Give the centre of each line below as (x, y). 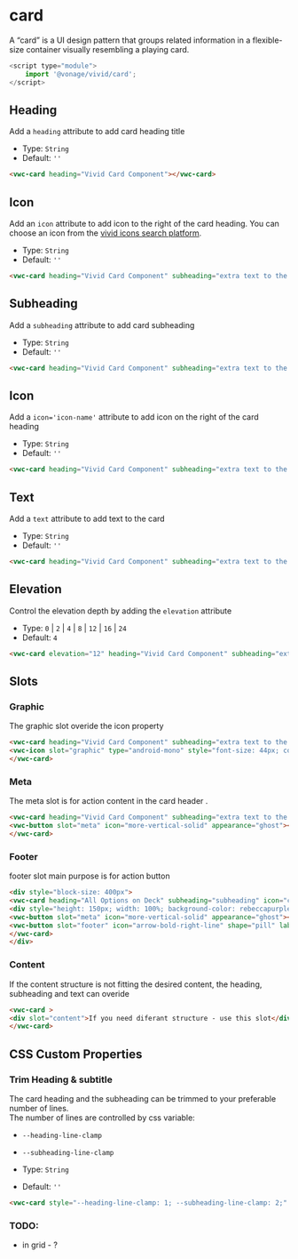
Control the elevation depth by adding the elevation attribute (121, 611)
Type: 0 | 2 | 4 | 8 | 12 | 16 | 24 (74, 628)
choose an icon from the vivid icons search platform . (106, 233)
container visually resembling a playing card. (108, 49)
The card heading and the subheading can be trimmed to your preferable (143, 1098)
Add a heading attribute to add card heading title (97, 132)
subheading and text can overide (70, 993)
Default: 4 (39, 638)
